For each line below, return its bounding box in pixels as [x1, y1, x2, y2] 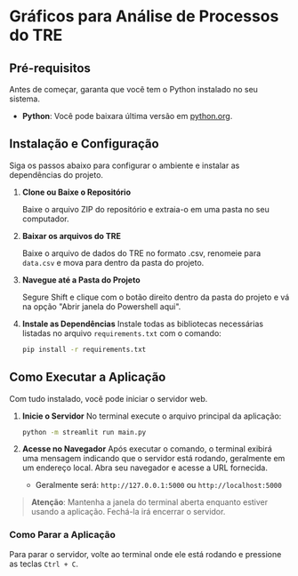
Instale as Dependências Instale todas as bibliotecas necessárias [21, 318, 264, 329]
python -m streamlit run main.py [21, 428, 147, 436]
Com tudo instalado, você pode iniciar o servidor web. [9, 393, 208, 404]
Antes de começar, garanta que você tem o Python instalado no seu [9, 84, 258, 94]
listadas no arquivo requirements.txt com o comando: [21, 327, 222, 339]
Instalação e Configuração [9, 136, 159, 152]
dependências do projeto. [9, 169, 104, 180]
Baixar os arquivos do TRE [21, 230, 122, 241]
